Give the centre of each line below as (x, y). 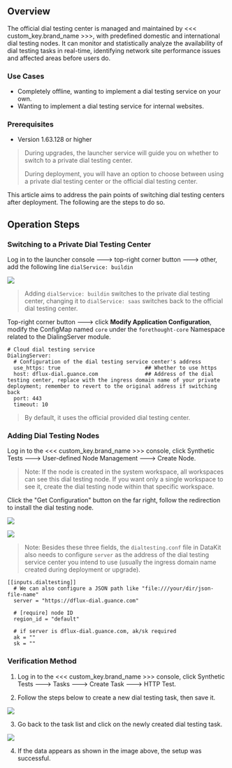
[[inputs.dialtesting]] (42, 583)
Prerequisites (30, 124)
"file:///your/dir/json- (178, 589)
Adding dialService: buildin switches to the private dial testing (117, 294)
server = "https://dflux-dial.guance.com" (76, 601)
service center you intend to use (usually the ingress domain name (120, 563)
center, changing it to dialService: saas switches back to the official (124, 301)
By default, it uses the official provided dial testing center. (107, 418)
